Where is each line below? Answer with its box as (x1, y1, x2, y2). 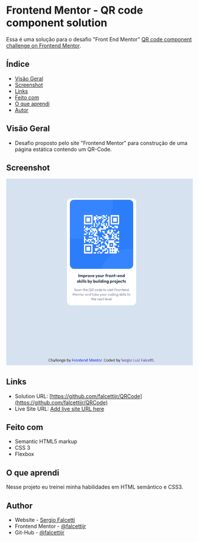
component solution (6, 16, 108, 30)
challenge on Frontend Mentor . (6, 42, 81, 49)
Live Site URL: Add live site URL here (14, 405, 105, 412)
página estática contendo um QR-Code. (14, 146, 112, 153)
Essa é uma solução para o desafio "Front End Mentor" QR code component (6, 36, 192, 43)
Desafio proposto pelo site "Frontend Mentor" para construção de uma (14, 139, 188, 146)
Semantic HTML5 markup (14, 438, 78, 445)
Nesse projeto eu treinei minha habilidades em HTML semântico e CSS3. (6, 483, 184, 490)
